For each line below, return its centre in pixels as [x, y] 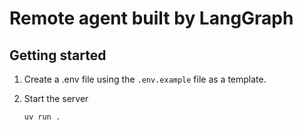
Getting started [58, 55]
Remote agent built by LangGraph [151, 18]
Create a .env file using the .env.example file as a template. [145, 79]
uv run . [42, 117]
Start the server [56, 98]
